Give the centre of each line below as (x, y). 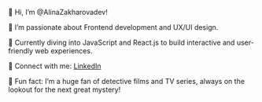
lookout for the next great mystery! (65, 89)
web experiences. (64, 51)
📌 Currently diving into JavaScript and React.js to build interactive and (122, 42)
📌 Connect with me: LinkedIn (55, 66)
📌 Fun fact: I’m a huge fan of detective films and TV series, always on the (127, 81)
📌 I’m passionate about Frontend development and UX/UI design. (113, 27)
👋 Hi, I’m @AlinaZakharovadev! (58, 12)
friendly (21, 51)
